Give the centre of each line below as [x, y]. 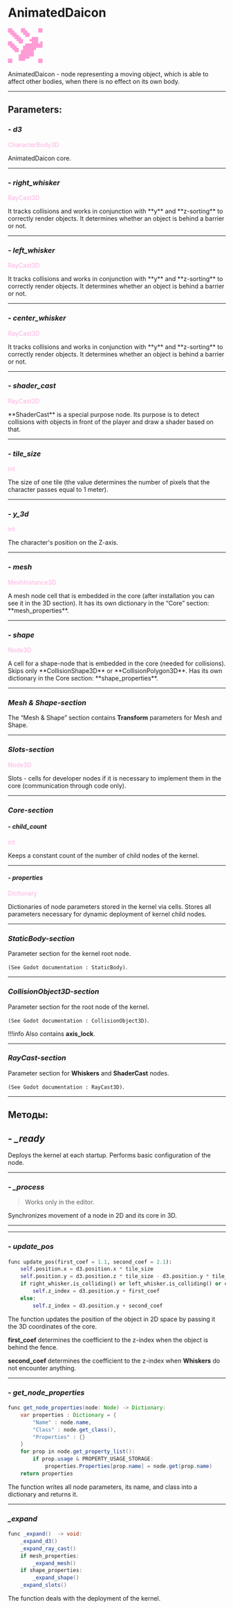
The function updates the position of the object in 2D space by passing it [112, 1319]
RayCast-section [37, 1058]
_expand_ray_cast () [48, 1549]
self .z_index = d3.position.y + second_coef [98, 1306]
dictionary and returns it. [43, 1494]
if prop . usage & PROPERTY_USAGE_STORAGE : [93, 1459]
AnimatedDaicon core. [40, 158]
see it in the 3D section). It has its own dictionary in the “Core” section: [109, 603]
